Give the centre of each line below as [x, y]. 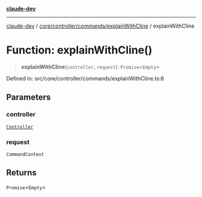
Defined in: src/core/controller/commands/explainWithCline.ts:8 [85, 78]
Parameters [29, 98]
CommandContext [25, 154]
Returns [22, 173]
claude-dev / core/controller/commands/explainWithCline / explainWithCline [100, 26]
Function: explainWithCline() [79, 50]
